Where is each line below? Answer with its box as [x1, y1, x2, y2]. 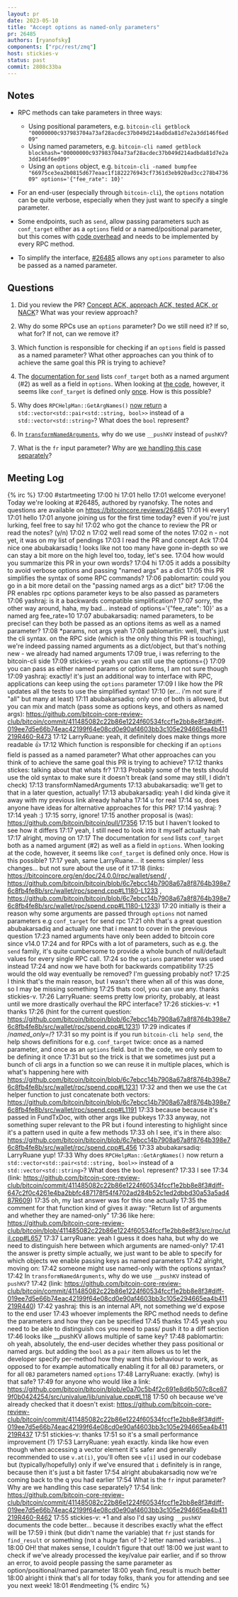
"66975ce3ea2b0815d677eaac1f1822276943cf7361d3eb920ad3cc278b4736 [28, 170, 229, 177]
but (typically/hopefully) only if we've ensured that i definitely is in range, [7, 1461, 222, 1469]
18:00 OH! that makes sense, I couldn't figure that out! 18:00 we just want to [7, 1544, 229, 1552]
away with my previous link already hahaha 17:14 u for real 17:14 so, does [7, 796, 220, 805]
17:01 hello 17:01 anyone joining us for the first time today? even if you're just [7, 513, 230, 522]
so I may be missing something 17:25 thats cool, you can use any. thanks [7, 985, 220, 994]
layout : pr [7, 10, 40, 18]
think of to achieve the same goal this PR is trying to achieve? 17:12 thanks [7, 758, 224, 767]
